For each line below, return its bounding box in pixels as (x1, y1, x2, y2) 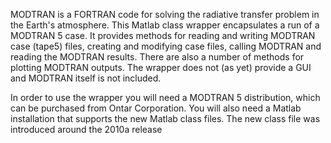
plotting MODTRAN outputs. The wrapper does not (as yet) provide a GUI (10, 62, 312, 73)
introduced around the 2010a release (10, 124, 163, 135)
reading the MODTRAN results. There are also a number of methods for (10, 51, 305, 63)
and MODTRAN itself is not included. (10, 72, 162, 84)
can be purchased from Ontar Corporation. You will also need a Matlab (10, 102, 302, 114)
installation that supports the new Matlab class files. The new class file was (10, 113, 321, 124)
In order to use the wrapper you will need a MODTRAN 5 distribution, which (10, 92, 321, 103)
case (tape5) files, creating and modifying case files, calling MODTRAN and (10, 40, 322, 52)
